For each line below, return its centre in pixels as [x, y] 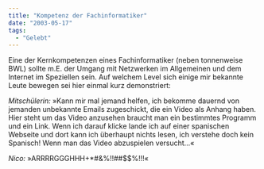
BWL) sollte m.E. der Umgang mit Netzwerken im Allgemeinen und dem [125, 69]
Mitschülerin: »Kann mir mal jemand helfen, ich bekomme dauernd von [124, 101]
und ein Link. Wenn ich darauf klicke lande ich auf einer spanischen [119, 126]
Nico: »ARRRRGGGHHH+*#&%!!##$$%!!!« [78, 159]
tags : [17, 30]
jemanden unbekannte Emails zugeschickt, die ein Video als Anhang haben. [132, 109]
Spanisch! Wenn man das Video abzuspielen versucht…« [101, 143]
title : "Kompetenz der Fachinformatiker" [78, 15]
